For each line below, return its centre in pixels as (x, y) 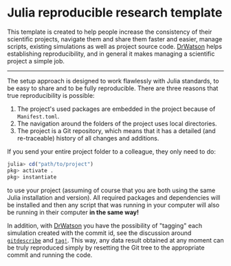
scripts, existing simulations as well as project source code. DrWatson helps (114, 46)
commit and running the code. (50, 255)
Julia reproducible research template (115, 13)
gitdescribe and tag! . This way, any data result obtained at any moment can (115, 240)
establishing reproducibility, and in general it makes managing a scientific (111, 54)
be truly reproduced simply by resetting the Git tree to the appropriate (106, 247)
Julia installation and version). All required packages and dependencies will (114, 197)
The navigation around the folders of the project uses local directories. (117, 123)
